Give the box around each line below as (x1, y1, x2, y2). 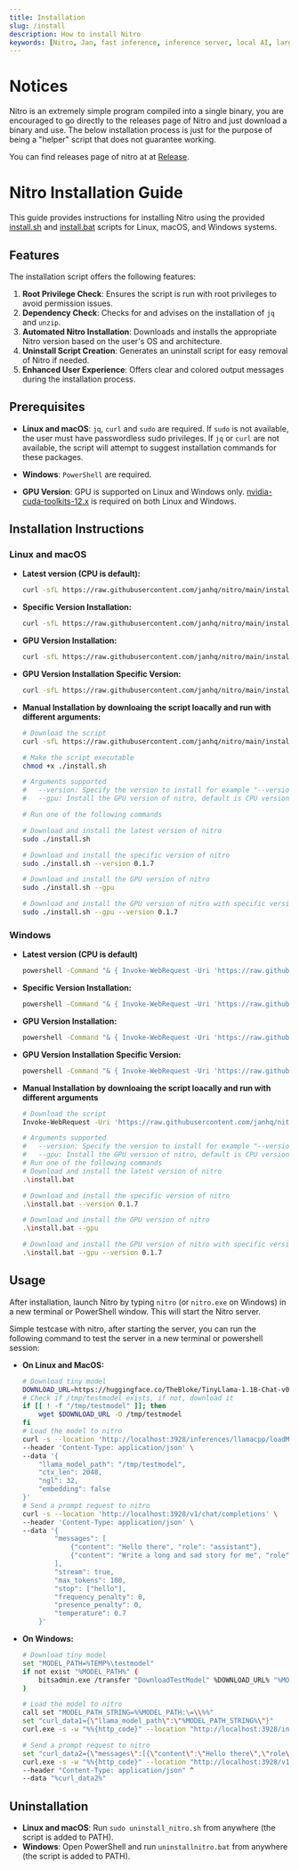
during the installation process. (21, 374, 136, 384)
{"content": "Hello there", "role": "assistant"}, (69, 1543, 263, 1552)
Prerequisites (9, 400, 85, 415)
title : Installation (9, 12, 86, 22)
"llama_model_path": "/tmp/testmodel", (38, 1460, 187, 1469)
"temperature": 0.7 (54, 1609, 126, 1619)
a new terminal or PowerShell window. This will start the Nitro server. (9, 1306, 261, 1316)
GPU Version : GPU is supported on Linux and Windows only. (21, 486, 245, 497)
